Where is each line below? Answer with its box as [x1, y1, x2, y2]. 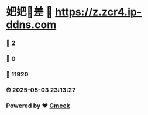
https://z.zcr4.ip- [55, 5, 142, 19]
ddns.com [6, 18, 57, 32]
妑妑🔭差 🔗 [6, 5, 53, 19]
